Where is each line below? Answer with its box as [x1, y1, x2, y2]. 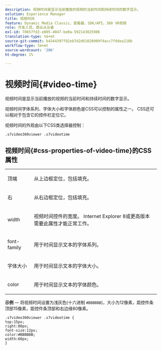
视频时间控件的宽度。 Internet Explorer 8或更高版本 [33, 213, 150, 220]
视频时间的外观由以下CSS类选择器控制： [5, 122, 86, 128]
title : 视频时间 [5, 16, 35, 21]
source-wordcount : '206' [5, 48, 55, 52]
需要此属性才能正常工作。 [33, 220, 92, 227]
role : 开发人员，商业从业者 [5, 25, 54, 30]
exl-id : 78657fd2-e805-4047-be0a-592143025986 [5, 30, 100, 34]
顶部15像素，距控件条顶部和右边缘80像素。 [5, 306, 91, 312]
